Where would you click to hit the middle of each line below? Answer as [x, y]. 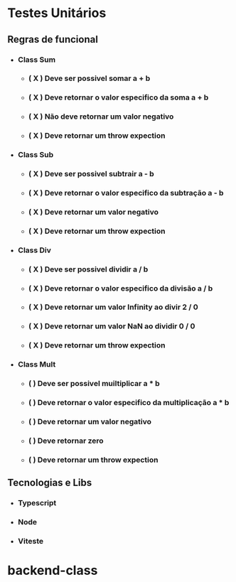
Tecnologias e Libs [50, 483]
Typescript [37, 503]
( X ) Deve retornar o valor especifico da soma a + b [118, 97]
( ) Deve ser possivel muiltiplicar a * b [94, 384]
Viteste [31, 541]
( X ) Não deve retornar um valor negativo [101, 117]
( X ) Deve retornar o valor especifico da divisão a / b [120, 288]
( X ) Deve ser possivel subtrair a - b [91, 174]
